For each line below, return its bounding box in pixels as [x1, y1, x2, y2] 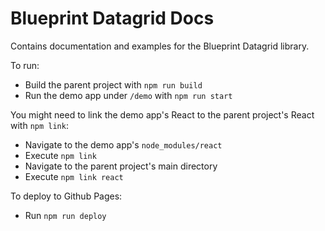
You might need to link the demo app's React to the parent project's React [10, 108, 315, 121]
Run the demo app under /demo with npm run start [24, 89, 233, 101]
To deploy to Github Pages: [10, 190, 123, 202]
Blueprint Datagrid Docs [10, 7, 215, 30]
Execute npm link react [24, 170, 124, 182]
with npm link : [10, 119, 69, 131]
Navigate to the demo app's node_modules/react [24, 138, 223, 151]
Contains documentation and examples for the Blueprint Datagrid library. [10, 40, 310, 52]
